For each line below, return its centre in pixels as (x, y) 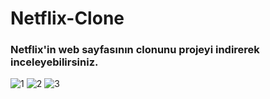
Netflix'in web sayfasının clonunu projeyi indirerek (135, 50)
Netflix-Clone (67, 18)
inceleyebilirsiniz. (54, 62)
